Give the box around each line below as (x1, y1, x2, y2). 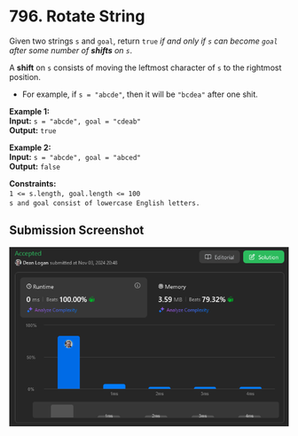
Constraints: (9, 178, 57, 188)
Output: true (9, 124, 57, 135)
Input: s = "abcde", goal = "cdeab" (9, 115, 142, 126)
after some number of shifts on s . (9, 44, 133, 55)
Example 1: (9, 106, 51, 116)
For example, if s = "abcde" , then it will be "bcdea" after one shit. (21, 89, 259, 99)
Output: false (9, 161, 60, 171)
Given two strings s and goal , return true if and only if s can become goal (9, 36, 278, 46)
